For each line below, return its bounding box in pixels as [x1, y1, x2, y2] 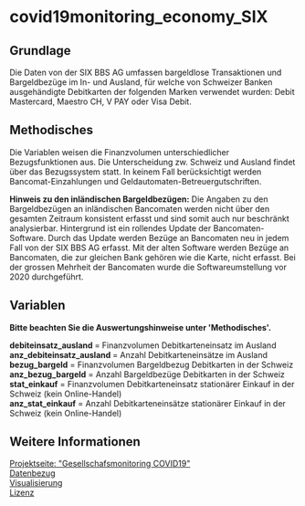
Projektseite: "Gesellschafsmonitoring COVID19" [9, 459, 191, 469]
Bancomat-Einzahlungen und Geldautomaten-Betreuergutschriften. [9, 175, 262, 186]
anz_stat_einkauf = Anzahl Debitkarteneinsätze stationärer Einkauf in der [9, 397, 286, 408]
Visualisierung [9, 478, 63, 489]
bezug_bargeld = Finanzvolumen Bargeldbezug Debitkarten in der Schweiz [9, 359, 294, 370]
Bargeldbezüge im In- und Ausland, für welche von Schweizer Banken [9, 77, 273, 88]
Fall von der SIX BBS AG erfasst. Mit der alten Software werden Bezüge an [9, 242, 289, 253]
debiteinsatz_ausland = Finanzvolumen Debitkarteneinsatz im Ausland [9, 340, 277, 351]
